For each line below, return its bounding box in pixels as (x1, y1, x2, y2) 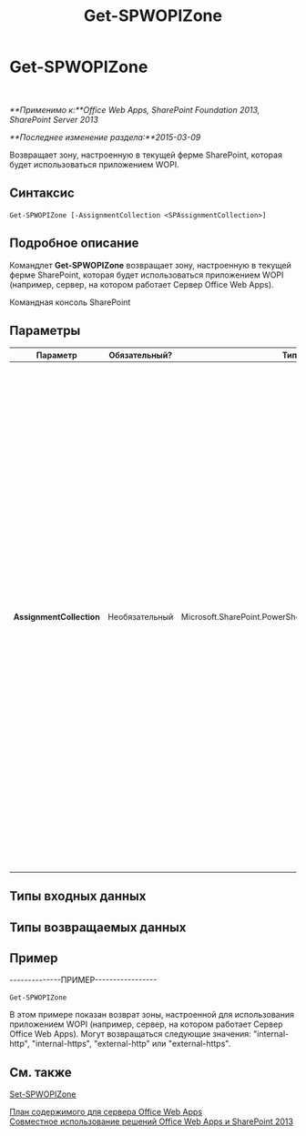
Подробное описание (9, 236, 139, 251)
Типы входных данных (9, 888, 147, 904)
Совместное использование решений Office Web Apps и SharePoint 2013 (9, 1116, 294, 1127)
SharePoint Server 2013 (9, 114, 98, 125)
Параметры (9, 322, 81, 338)
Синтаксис (9, 186, 75, 201)
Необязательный (107, 611, 174, 622)
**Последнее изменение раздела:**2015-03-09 (9, 131, 201, 142)
